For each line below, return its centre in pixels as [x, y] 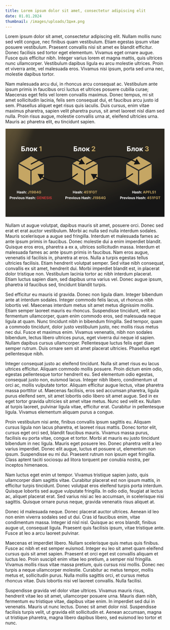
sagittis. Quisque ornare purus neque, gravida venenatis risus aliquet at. [80, 502]
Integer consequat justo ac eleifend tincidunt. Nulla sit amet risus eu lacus [82, 364]
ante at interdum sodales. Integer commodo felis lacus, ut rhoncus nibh [79, 300]
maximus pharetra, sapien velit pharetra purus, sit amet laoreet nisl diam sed [85, 111]
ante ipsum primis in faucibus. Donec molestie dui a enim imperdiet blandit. [83, 241]
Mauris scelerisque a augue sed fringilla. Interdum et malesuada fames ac [82, 236]
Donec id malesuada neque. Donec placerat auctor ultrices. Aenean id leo [82, 512]
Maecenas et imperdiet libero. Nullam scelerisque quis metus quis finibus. [82, 543]
